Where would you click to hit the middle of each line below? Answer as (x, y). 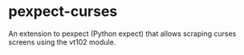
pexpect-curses (63, 12)
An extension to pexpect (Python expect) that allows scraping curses (122, 33)
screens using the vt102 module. (62, 41)
